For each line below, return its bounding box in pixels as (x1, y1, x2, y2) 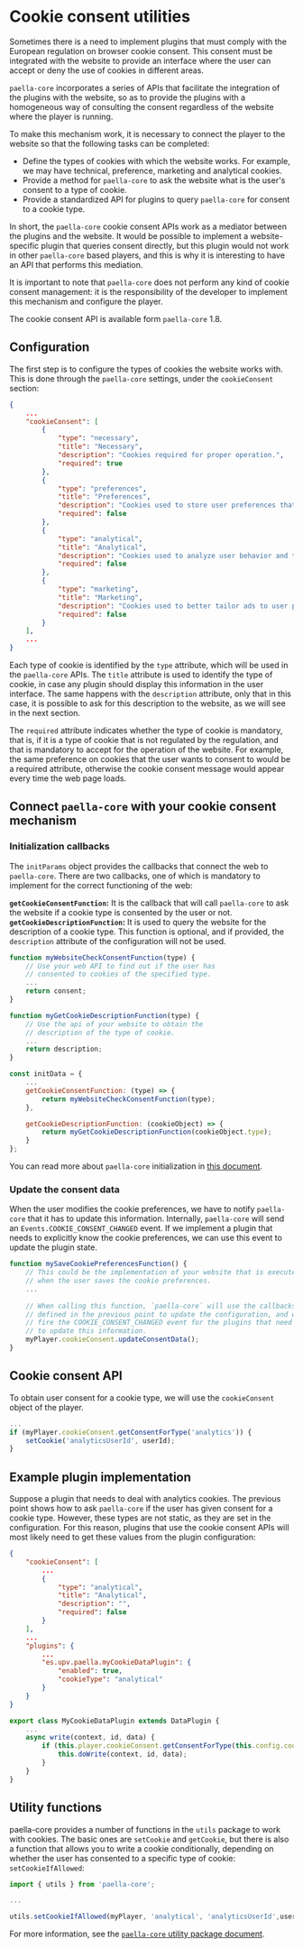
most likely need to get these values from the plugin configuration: (9, 1531, 256, 1543)
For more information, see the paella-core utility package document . (9, 1928, 265, 1940)
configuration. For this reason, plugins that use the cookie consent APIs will (9, 1522, 290, 1533)
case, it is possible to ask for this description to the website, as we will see (9, 698, 286, 709)
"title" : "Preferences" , (57, 492, 151, 501)
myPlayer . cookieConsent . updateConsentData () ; (25, 1335, 200, 1345)
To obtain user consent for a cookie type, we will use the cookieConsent (9, 1392, 275, 1403)
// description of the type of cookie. (25, 1028, 176, 1037)
